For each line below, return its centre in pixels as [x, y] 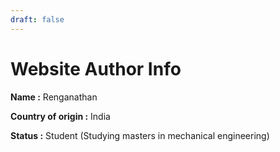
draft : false [37, 19]
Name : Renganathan [54, 97]
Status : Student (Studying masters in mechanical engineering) [140, 135]
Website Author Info [96, 68]
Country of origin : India [60, 116]
